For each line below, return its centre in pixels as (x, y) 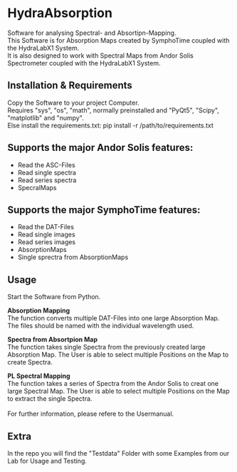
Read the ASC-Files (47, 164)
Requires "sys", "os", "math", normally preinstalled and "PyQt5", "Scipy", (113, 110)
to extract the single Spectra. (50, 399)
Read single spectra (47, 172)
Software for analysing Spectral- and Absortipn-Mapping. (92, 33)
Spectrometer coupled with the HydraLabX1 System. (84, 63)
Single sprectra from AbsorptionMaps (73, 257)
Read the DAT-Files (46, 227)
